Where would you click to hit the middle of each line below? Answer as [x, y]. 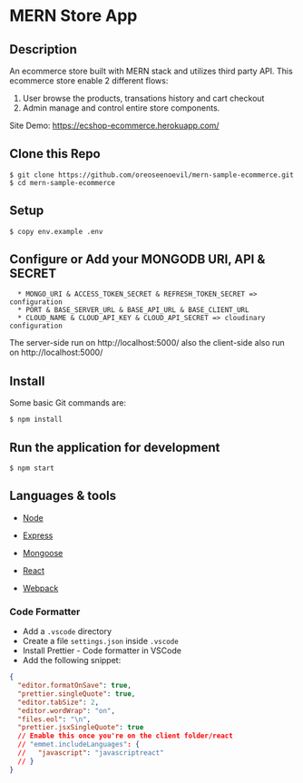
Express [38, 535]
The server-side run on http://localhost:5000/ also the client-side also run [147, 343]
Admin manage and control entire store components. [121, 108]
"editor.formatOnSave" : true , [74, 686]
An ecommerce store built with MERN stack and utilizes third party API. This [151, 71]
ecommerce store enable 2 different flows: [89, 81]
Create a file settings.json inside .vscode [100, 641]
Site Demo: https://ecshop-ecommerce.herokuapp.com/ [114, 125]
